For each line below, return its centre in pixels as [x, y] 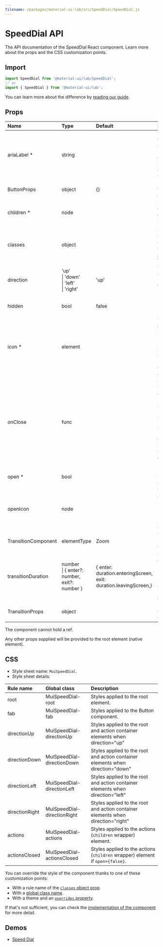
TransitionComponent [32, 541]
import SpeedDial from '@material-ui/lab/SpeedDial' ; [61, 79]
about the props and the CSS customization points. [56, 52]
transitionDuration [28, 576]
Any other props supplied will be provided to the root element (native [74, 639]
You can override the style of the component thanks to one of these [73, 873]
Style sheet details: [31, 676]
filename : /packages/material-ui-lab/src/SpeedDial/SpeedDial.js [72, 9]
